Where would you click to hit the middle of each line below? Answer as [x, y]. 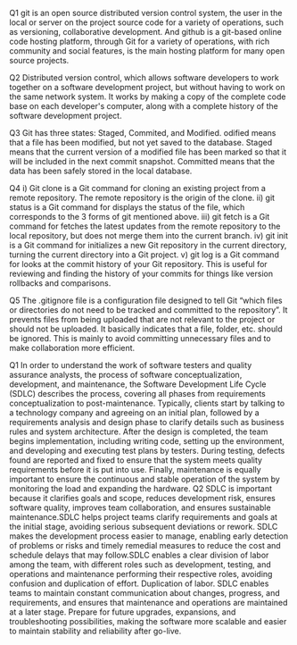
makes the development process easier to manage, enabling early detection [149, 536]
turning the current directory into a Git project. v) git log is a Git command [144, 255]
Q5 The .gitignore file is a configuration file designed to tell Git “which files [146, 300]
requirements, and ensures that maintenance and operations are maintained [148, 603]
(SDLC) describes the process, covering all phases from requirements [137, 394]
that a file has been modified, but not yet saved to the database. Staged [141, 142]
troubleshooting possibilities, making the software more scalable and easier [148, 621]
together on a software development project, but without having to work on [147, 87]
